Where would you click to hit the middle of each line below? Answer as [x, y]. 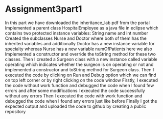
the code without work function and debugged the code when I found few [80, 85]
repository [15, 111]
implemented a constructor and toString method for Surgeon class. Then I [80, 69]
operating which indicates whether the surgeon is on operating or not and [79, 64]
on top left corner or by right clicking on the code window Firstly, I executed [81, 80]
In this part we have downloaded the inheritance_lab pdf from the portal [78, 23]
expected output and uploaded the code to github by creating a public [76, 106]
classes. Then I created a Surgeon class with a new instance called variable [81, 59]
